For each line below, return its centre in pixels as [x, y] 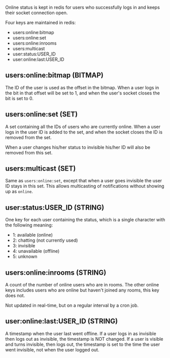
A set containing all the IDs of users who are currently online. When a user [83, 126]
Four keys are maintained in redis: [41, 23]
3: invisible [24, 246]
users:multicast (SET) [41, 169]
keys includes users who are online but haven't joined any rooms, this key [82, 290]
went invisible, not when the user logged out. [52, 349]
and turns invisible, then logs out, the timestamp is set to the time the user [83, 344]
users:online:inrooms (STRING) [56, 272]
